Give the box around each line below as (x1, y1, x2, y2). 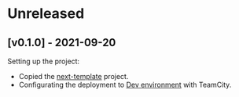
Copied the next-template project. (18, 72, 129, 81)
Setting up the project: (7, 56, 80, 66)
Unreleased (7, 5, 85, 23)
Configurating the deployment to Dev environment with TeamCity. (18, 80, 232, 89)
